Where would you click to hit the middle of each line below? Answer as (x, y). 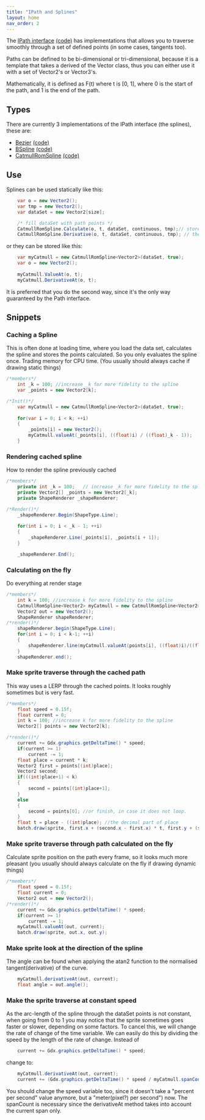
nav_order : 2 (23, 23)
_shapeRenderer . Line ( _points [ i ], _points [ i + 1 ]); (94, 538)
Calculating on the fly (39, 570)
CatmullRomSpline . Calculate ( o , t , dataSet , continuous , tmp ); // (101, 229)
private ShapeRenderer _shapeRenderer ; (68, 498)
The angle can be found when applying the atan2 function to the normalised (102, 961)
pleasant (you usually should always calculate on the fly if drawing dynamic (101, 864)
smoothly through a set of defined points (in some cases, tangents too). (96, 47)
